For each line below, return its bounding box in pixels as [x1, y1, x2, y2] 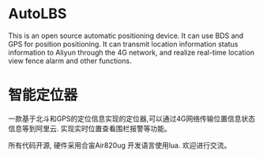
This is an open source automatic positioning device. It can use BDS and [8, 31, 244, 40]
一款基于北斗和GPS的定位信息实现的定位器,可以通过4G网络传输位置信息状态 [8, 114, 255, 123]
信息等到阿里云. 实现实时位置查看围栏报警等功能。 [8, 123, 171, 133]
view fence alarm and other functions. [8, 56, 132, 66]
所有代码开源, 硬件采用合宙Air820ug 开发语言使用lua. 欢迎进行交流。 [8, 140, 231, 150]
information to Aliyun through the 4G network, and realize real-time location [8, 47, 255, 57]
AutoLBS [8, 5, 67, 23]
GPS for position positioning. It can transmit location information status [8, 39, 239, 48]
